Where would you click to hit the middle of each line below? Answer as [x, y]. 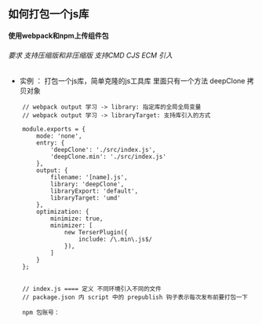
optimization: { [63, 212]
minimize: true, [76, 219]
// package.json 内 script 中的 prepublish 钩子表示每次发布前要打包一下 [135, 297]
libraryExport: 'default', [94, 191]
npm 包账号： [41, 313]
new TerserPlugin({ [96, 233]
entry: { [51, 143]
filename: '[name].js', [89, 178]
